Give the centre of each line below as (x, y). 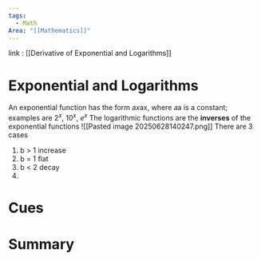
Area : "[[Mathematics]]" (49, 30)
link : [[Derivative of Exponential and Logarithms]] (90, 53)
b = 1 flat (34, 158)
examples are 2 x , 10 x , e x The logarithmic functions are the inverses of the (130, 117)
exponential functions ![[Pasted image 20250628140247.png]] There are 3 (130, 126)
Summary (41, 245)
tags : (17, 16)
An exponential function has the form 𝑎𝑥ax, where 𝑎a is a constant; (118, 108)
